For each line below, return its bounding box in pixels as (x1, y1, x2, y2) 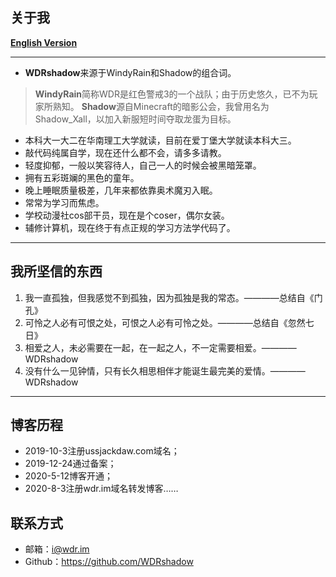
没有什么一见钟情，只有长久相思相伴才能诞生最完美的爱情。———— (24, 364, 306, 377)
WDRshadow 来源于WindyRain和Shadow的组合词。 (24, 66, 237, 78)
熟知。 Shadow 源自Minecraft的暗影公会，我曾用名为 (52, 100, 270, 112)
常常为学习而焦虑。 (24, 196, 105, 208)
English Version (10, 36, 78, 48)
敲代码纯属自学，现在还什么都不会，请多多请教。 (24, 146, 227, 158)
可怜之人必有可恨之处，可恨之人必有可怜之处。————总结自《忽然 (24, 316, 306, 328)
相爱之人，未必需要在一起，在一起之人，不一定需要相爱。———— (24, 341, 297, 353)
